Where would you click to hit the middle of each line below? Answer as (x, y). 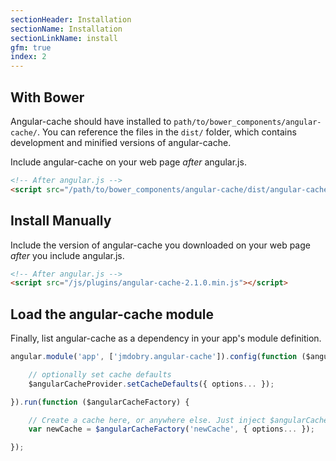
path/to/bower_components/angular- (247, 122)
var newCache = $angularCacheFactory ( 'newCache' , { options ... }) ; (171, 429)
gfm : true (31, 47)
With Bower (47, 97)
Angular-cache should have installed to (91, 121)
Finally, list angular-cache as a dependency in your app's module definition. (166, 338)
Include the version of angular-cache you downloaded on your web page (160, 245)
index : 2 (28, 57)
